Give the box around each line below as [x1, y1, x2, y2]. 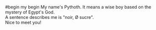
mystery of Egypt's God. [5, 9, 55, 15]
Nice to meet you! [5, 19, 42, 25]
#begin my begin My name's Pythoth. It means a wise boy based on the [5, 4, 152, 10]
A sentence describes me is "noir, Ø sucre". [5, 15, 94, 20]
